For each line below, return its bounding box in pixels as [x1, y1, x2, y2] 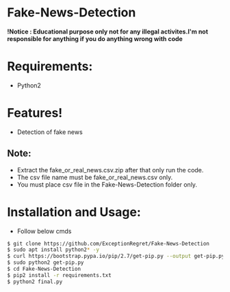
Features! [7, 105, 63, 121]
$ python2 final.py [7, 278, 63, 285]
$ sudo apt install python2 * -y [7, 246, 99, 254]
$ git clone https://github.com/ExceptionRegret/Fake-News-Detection [7, 240, 210, 247]
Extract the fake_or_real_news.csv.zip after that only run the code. [16, 165, 204, 174]
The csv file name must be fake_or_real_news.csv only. [16, 173, 173, 181]
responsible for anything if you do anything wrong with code [7, 34, 183, 42]
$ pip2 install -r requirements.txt [7, 271, 112, 278]
